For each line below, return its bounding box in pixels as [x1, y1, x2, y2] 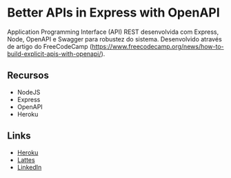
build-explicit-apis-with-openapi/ [7, 50, 101, 58]
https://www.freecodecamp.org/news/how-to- [92, 42, 224, 50]
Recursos [7, 70, 50, 81]
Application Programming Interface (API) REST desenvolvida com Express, [7, 28, 219, 36]
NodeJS [17, 88, 41, 96]
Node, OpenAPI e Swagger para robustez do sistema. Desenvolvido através [7, 34, 222, 43]
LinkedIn [17, 163, 42, 171]
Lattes [17, 155, 36, 164]
